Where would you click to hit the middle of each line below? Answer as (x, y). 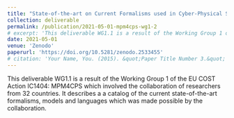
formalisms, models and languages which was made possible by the (105, 101)
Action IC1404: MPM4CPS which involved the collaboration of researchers (114, 86)
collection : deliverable (43, 20)
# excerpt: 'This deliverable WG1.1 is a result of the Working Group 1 (115, 33)
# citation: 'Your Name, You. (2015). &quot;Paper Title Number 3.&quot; (117, 59)
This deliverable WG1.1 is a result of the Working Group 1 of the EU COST (111, 78)
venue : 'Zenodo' (31, 46)
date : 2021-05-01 (32, 40)
